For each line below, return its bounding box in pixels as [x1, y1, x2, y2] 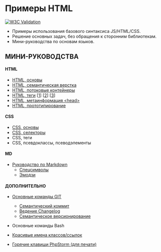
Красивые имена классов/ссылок [12, 232, 82, 238]
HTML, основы [12, 77, 43, 83]
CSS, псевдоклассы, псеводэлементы [12, 140, 91, 146]
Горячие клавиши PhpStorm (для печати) [12, 241, 97, 247]
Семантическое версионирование [19, 213, 91, 219]
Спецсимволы [19, 166, 49, 172]
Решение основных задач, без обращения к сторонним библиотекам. [12, 33, 157, 39]
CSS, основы [12, 124, 39, 130]
